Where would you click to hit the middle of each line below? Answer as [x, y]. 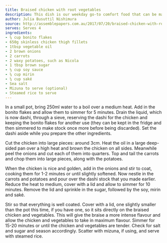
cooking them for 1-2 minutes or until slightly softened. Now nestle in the [80, 174]
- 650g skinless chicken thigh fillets [46, 42]
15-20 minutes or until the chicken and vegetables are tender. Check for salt [83, 226]
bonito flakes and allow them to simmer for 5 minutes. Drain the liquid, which [83, 112]
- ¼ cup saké [19, 79]
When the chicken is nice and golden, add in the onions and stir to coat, [79, 168]
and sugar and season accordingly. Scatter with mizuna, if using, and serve [82, 231]
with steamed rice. [24, 236]
